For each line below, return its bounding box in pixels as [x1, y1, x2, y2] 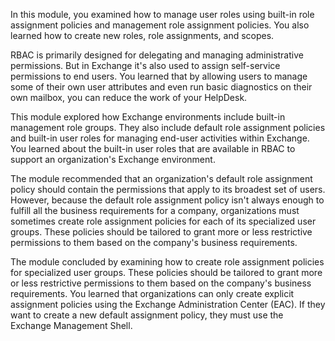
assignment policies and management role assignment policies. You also [10, 19, 310, 31]
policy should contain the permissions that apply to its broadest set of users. [10, 184, 326, 195]
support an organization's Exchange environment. [10, 154, 216, 165]
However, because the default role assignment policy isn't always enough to [10, 194, 325, 206]
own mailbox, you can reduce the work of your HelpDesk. [10, 92, 248, 103]
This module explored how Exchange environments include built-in [10, 111, 286, 123]
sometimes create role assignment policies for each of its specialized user [10, 215, 317, 227]
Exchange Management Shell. [10, 320, 133, 331]
